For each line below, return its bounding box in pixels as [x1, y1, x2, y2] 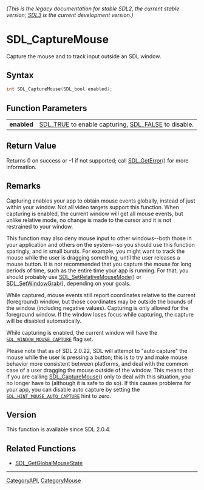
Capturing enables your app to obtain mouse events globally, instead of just [6, 197, 195, 204]
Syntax [6, 70, 34, 80]
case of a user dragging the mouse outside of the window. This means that [6, 366, 194, 374]
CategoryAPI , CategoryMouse [6, 477, 81, 485]
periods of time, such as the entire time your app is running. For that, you [6, 267, 189, 274]
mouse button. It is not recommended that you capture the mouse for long [6, 260, 192, 267]
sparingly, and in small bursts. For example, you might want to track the [6, 247, 185, 255]
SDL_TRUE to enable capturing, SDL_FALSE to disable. [39, 120, 194, 129]
